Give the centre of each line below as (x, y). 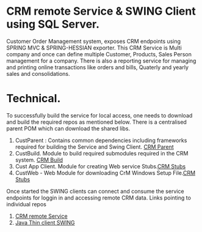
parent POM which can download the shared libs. (68, 128)
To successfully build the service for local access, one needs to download (99, 115)
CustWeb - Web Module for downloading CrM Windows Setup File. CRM (105, 173)
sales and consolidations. (38, 73)
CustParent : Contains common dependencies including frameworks (101, 140)
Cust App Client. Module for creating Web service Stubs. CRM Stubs (100, 166)
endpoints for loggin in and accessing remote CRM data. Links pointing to (99, 198)
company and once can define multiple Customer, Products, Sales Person (99, 54)
